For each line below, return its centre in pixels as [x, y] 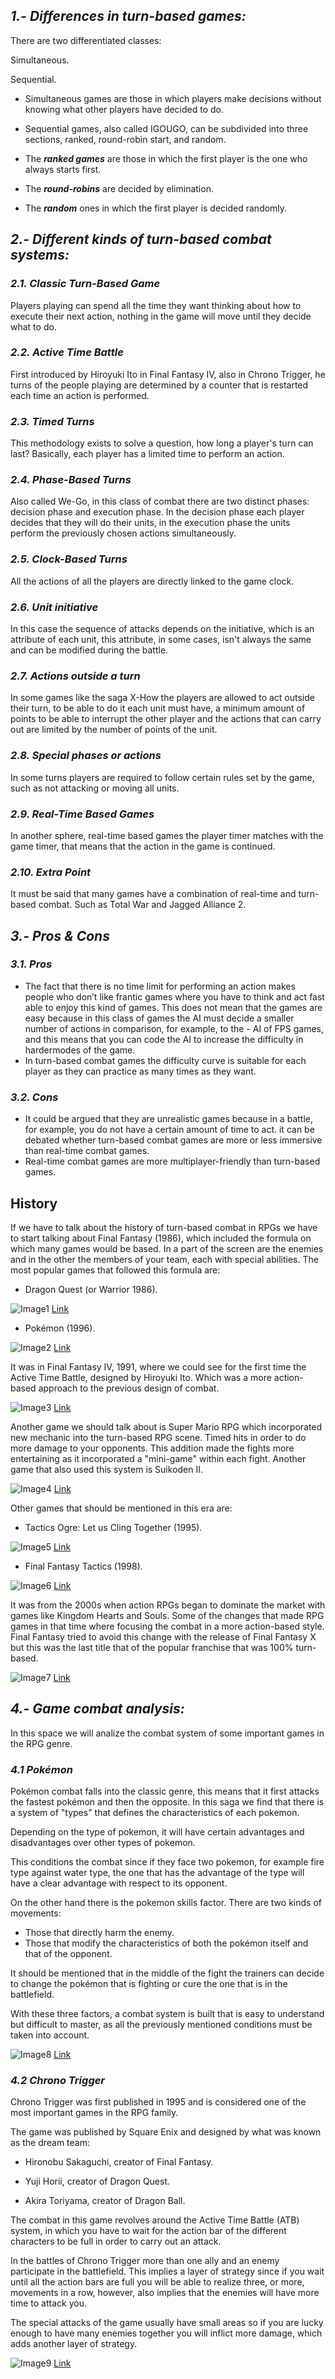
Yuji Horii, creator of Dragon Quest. [97, 2181]
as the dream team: [50, 2143]
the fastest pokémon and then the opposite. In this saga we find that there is [167, 1802]
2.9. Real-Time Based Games [82, 814]
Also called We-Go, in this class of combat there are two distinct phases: [160, 501]
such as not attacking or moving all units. [95, 788]
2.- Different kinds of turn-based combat [141, 239]
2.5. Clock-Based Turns [69, 559]
